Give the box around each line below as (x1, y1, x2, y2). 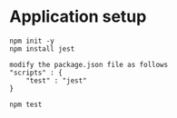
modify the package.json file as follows (9, 60, 169, 69)
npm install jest (9, 44, 75, 54)
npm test (9, 100, 43, 109)
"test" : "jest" (25, 75, 88, 85)
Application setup (9, 6, 147, 27)
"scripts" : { (9, 68, 64, 77)
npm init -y (9, 36, 54, 45)
